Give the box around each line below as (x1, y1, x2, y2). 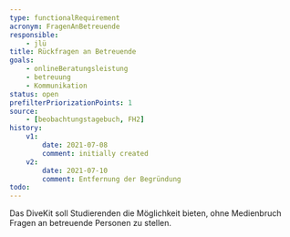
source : (9, 107, 39, 116)
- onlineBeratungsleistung (26, 65, 129, 74)
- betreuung (26, 73, 71, 82)
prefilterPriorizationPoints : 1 (9, 98, 132, 108)
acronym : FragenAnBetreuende (9, 22, 120, 31)
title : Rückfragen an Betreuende (9, 47, 137, 57)
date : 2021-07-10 (42, 166, 108, 175)
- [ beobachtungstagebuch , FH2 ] (26, 115, 145, 124)
